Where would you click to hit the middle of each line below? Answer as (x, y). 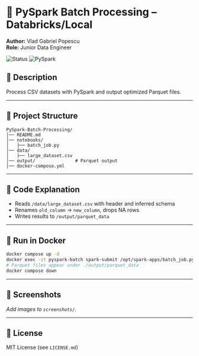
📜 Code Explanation (43, 189)
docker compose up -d (33, 254)
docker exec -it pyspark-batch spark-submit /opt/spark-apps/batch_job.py (100, 260)
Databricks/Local (49, 25)
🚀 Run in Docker (36, 240)
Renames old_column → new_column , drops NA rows (77, 210)
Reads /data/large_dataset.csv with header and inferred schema (95, 204)
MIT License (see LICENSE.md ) (42, 347)
